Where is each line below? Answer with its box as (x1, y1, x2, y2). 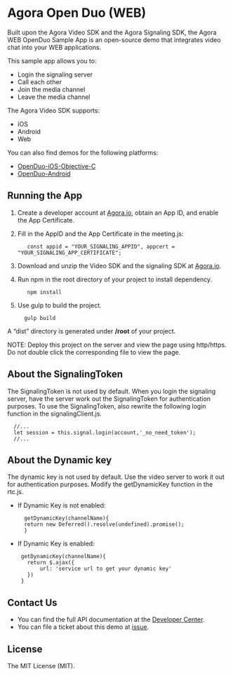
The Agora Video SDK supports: (7, 106, 100, 114)
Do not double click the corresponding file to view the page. (7, 347, 181, 356)
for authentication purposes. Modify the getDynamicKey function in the (7, 480, 213, 489)
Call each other (17, 77, 62, 86)
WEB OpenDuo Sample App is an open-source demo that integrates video (7, 35, 221, 44)
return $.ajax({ (27, 559, 75, 566)
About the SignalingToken (7, 369, 124, 380)
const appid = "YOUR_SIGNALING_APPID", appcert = (27, 243, 175, 250)
